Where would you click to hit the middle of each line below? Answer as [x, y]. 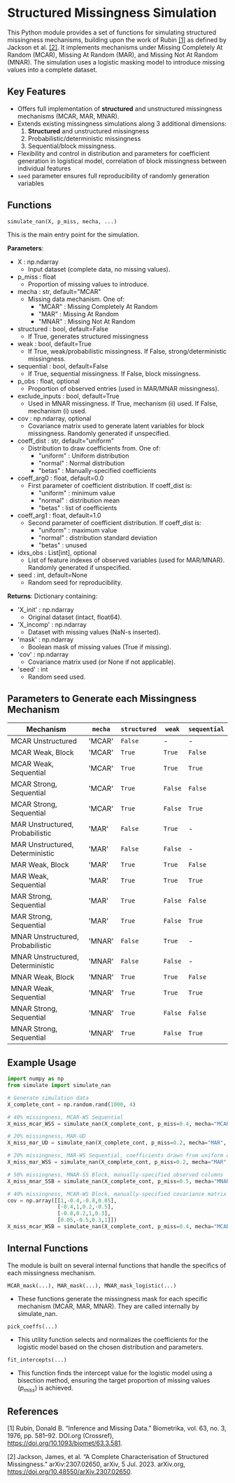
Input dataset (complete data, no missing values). [99, 269]
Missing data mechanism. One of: [76, 299]
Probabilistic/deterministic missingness [84, 138]
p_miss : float [37, 277]
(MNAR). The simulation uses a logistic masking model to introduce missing [116, 62]
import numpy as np [36, 1079]
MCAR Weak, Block [43, 752]
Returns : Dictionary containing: [52, 596]
